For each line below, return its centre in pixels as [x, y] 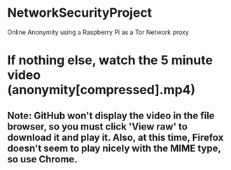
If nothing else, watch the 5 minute [110, 60]
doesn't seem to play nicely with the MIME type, [114, 148]
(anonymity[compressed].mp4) [101, 90]
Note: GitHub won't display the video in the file [111, 115]
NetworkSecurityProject [80, 13]
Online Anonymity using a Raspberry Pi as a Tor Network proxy [98, 32]
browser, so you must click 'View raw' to [97, 126]
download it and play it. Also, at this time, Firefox [115, 137]
